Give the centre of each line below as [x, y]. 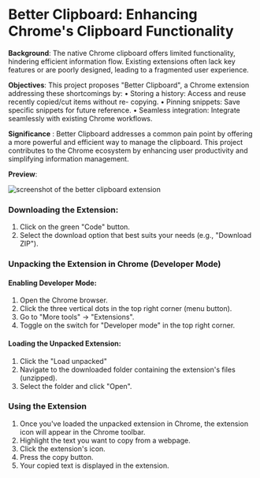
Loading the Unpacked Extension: [65, 343]
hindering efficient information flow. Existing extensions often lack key [122, 61]
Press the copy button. [56, 457]
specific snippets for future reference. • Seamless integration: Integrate [124, 110]
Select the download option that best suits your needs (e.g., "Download [136, 235]
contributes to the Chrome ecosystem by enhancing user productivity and [128, 150]
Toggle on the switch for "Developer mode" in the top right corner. [127, 325]
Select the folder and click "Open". [76, 386]
